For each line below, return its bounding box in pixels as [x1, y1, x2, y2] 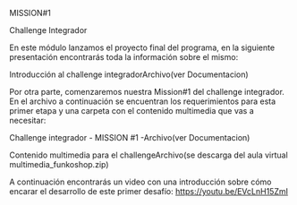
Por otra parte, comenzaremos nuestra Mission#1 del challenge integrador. [9, 87, 284, 97]
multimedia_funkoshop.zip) [9, 159, 109, 169]
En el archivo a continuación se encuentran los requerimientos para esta [9, 96, 276, 107]
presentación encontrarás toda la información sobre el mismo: [9, 52, 239, 62]
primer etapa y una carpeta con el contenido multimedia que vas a [9, 106, 255, 115]
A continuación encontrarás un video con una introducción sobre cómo [9, 176, 272, 187]
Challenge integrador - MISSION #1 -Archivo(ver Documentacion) [9, 132, 250, 142]
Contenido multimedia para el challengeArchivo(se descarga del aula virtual [9, 149, 288, 160]
